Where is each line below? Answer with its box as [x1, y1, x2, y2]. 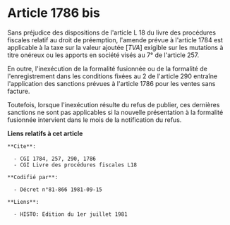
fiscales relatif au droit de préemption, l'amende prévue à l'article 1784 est [7, 35, 224, 44]
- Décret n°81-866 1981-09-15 [13, 186, 102, 193]
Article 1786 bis [7, 5, 100, 21]
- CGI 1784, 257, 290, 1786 [13, 155, 97, 162]
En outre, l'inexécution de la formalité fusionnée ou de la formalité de [7, 64, 208, 73]
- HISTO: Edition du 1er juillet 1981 [13, 210, 128, 218]
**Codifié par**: [7, 174, 59, 181]
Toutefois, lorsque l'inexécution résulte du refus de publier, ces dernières [7, 100, 220, 109]
